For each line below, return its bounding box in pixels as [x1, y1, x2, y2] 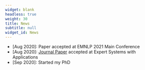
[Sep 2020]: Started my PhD [12, 60, 71, 65]
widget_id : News [5, 30, 39, 35]
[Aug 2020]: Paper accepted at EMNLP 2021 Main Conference [12, 44, 140, 49]
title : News [5, 21, 30, 26]
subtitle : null [5, 26, 37, 31]
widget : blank [5, 7, 35, 12]
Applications [12, 54, 38, 60]
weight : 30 [5, 16, 28, 21]
